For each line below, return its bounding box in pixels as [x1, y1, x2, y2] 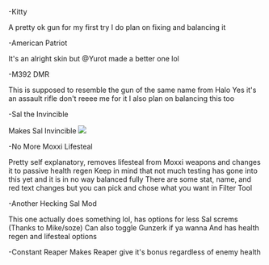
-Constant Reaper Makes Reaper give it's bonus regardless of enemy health [8, 247, 261, 257]
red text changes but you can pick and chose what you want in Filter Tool [8, 183, 253, 192]
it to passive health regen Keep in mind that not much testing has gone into [8, 166, 258, 175]
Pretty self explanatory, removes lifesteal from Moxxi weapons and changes [8, 158, 261, 166]
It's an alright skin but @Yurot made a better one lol [8, 54, 179, 63]
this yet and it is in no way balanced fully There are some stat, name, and [8, 175, 252, 184]
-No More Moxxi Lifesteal [8, 141, 93, 151]
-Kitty [8, 7, 27, 16]
